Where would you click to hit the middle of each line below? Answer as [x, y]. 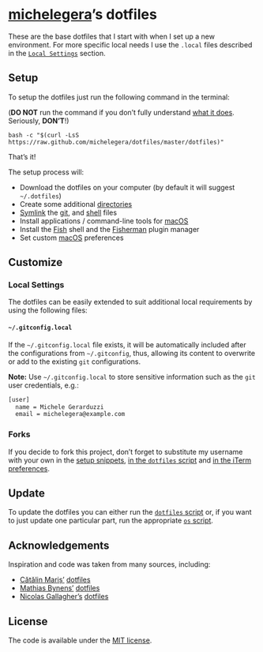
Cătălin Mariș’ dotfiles [55, 580]
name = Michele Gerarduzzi [60, 407]
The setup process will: [46, 172]
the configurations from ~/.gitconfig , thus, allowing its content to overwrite [131, 353]
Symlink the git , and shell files [68, 212]
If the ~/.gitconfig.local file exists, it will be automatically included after [127, 344]
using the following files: [48, 310]
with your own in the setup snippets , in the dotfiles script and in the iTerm [130, 460]
